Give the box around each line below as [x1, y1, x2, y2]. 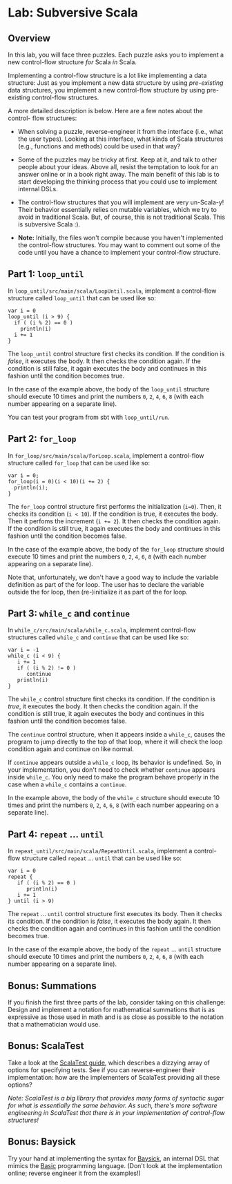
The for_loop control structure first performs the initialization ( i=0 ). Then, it [8, 502, 222, 510]
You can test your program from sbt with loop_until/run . [8, 413, 170, 421]
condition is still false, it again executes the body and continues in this [8, 364, 207, 372]
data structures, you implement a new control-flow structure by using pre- [8, 86, 220, 94]
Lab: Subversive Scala [8, 5, 139, 21]
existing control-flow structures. [8, 93, 99, 101]
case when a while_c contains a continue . [8, 780, 127, 788]
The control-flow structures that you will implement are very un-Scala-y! [17, 198, 224, 206]
